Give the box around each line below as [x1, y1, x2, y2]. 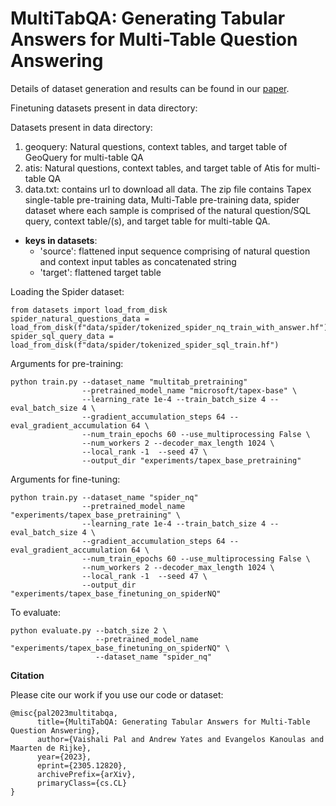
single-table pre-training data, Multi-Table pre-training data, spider [24, 193, 300, 206]
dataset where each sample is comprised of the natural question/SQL [24, 204, 312, 216]
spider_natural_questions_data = [10, 313, 150, 324]
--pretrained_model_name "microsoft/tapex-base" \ [81, 385, 298, 396]
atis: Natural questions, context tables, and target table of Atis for [24, 162, 295, 174]
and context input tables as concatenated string [39, 255, 237, 267]
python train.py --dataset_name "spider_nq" [10, 492, 199, 502]
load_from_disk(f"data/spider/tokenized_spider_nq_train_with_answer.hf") [10, 322, 329, 332]
